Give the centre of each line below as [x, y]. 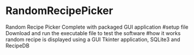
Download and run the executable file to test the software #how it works [93, 33]
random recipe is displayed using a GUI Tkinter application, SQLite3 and [93, 39]
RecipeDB [18, 46]
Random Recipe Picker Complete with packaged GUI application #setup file [97, 27]
